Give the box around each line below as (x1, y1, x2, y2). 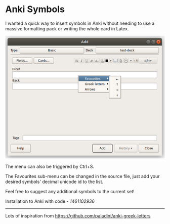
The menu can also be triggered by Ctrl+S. (5, 163, 95, 169)
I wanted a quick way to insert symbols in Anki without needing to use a (5, 20, 155, 26)
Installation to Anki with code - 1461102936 (5, 198, 95, 204)
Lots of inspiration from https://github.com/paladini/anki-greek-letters (5, 212, 151, 218)
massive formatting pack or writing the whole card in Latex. (5, 25, 129, 31)
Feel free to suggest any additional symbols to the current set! (5, 188, 135, 194)
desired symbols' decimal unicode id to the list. (5, 178, 104, 185)
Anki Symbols (5, 4, 65, 15)
